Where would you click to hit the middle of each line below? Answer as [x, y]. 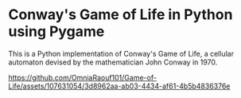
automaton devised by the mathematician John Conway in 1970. [113, 62]
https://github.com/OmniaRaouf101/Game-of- [83, 77]
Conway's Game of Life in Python [120, 15]
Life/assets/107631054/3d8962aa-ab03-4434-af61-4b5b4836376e [119, 86]
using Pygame [56, 31]
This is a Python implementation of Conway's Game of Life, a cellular [121, 53]
